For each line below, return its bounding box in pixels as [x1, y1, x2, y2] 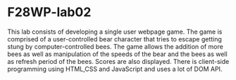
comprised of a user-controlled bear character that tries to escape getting [7, 34, 222, 43]
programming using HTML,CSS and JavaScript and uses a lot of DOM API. [7, 65, 223, 73]
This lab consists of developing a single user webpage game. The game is [7, 27, 223, 36]
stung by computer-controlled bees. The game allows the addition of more [7, 42, 223, 51]
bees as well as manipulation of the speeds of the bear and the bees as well [7, 50, 228, 58]
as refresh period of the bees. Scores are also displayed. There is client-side [7, 57, 230, 65]
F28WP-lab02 [7, 4, 92, 20]
